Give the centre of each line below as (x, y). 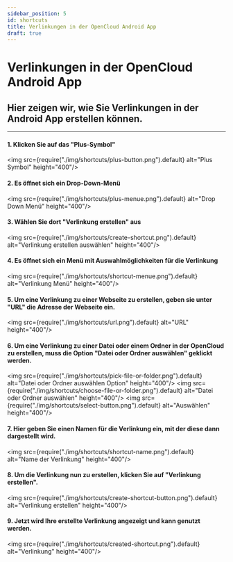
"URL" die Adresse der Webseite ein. (61, 307)
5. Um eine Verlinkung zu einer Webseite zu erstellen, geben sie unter (110, 299)
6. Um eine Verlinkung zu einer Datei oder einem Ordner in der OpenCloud (115, 346)
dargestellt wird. (32, 436)
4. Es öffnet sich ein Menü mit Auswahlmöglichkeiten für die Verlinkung (113, 261)
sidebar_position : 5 (37, 14)
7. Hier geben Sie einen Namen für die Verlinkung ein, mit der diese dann (113, 429)
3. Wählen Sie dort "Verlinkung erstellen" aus (74, 222)
